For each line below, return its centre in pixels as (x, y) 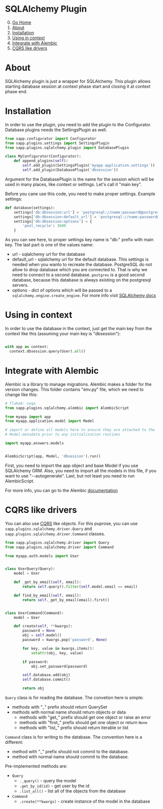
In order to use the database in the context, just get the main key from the (79, 329)
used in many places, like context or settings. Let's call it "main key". (73, 184)
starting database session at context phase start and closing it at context (78, 86)
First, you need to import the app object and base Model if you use (72, 465)
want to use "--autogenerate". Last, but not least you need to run (70, 476)
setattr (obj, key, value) (57, 653)
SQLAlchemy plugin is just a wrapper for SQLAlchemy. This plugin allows (78, 81)
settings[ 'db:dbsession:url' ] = (46, 212)
